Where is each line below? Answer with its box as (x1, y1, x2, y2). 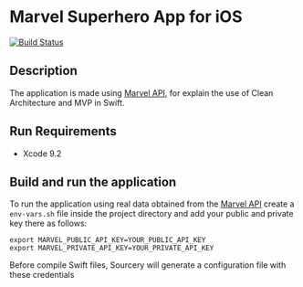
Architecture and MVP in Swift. (9, 97, 125, 108)
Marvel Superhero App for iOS (9, 6, 244, 27)
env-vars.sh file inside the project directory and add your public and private (9, 208, 294, 219)
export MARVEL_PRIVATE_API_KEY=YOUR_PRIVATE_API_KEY (9, 244, 214, 253)
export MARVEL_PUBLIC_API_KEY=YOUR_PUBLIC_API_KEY (9, 236, 206, 245)
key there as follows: (9, 218, 88, 229)
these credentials (9, 270, 75, 281)
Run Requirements (9, 123, 117, 139)
